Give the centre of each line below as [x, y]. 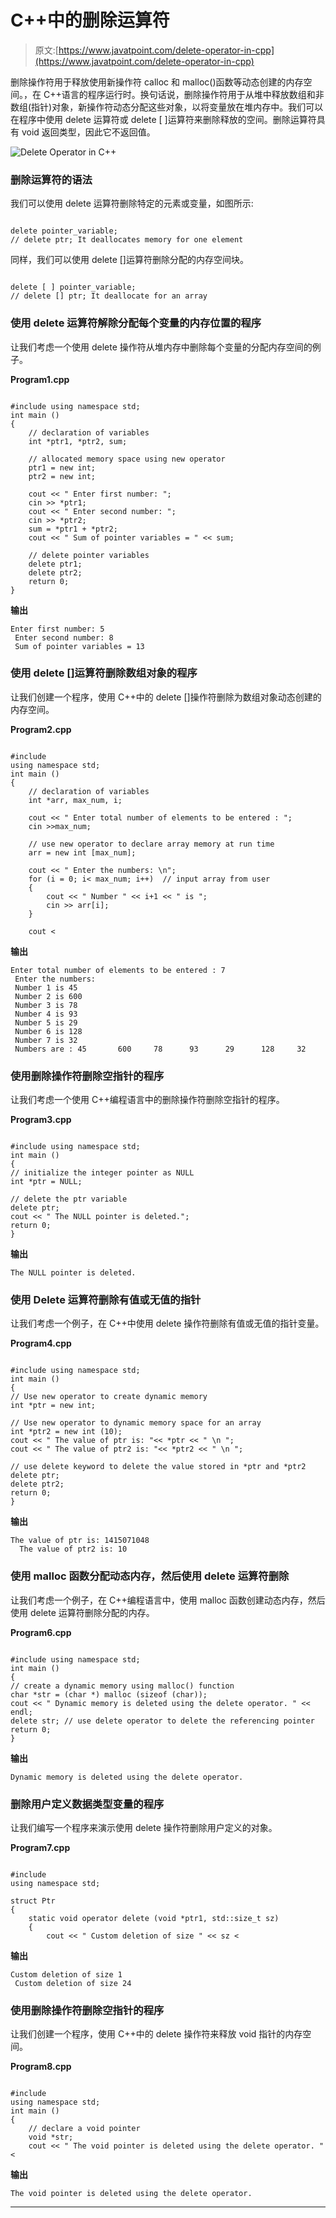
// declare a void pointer [84, 2129]
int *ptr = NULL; [46, 1182]
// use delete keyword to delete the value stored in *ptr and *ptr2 [158, 1467]
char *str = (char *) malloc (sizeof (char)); [109, 1694]
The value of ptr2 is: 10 [73, 1549]
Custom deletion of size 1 [66, 1975]
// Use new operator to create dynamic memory [109, 1397]
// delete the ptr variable [69, 1199]
